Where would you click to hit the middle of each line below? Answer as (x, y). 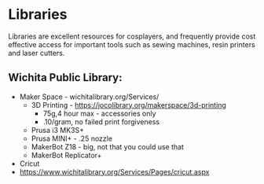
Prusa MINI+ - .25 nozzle (71, 138)
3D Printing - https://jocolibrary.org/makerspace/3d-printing (128, 105)
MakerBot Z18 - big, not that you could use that (108, 146)
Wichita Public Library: (65, 77)
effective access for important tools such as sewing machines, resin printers (132, 44)
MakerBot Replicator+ (66, 155)
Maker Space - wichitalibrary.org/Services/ (89, 97)
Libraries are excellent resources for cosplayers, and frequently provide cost (132, 36)
